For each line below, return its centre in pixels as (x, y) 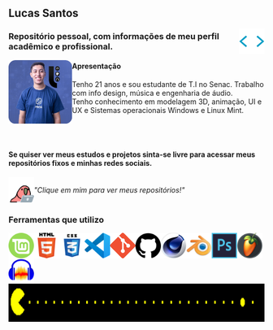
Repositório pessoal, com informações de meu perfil (114, 37)
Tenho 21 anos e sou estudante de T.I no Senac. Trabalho (168, 84)
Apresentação (97, 66)
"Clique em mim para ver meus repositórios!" (109, 189)
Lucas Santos (43, 13)
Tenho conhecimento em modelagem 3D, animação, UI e (167, 102)
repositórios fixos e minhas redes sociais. (80, 163)
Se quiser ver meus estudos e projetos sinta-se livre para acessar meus (132, 154)
